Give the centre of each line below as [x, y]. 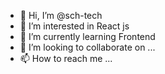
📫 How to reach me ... [66, 58]
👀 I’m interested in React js [74, 26]
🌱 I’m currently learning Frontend [87, 36]
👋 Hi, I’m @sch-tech [61, 15]
